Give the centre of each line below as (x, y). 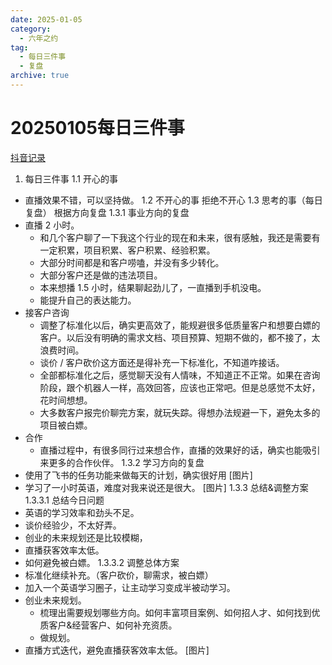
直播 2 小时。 (52, 225)
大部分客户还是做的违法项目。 (101, 275)
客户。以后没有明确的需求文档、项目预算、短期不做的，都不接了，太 (180, 337)
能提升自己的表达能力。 (88, 300)
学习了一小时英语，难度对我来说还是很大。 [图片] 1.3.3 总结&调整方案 (166, 487)
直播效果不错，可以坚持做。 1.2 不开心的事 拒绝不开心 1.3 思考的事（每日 (173, 200)
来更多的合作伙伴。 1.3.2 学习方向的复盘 (122, 462)
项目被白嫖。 (66, 425)
